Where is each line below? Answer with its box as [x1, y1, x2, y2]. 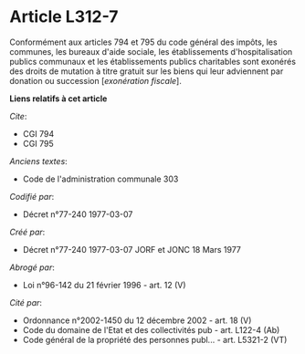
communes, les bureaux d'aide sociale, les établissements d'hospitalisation [9, 46, 293, 57]
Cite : [9, 110, 27, 121]
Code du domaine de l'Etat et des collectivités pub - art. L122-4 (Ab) [22, 324, 280, 335]
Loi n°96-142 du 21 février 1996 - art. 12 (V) [22, 279, 186, 290]
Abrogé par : [9, 262, 55, 273]
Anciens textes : [9, 155, 68, 166]
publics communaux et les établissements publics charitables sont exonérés [9, 56, 297, 67]
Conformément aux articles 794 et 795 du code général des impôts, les [9, 36, 278, 47]
